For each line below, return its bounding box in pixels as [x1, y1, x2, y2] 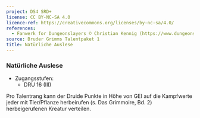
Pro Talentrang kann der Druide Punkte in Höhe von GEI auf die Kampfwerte [6, 93, 192, 100]
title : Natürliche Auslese [6, 42, 73, 48]
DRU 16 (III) [23, 81, 52, 88]
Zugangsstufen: [14, 75, 54, 82]
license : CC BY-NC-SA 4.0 [6, 14, 70, 20]
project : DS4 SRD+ [6, 8, 52, 15]
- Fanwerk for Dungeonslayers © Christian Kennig [11, 31, 137, 37]
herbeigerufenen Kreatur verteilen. [6, 105, 91, 113]
